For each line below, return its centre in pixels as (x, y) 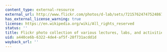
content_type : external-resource (40, 10)
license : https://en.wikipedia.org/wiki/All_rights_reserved (70, 24)
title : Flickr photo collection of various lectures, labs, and (73, 33)
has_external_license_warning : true (43, 19)
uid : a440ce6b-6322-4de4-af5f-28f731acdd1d (51, 38)
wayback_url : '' (22, 42)
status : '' (16, 28)
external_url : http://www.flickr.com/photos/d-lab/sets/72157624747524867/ (85, 14)
